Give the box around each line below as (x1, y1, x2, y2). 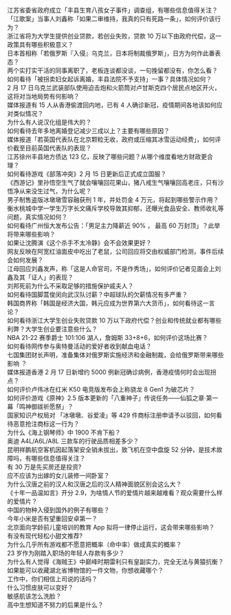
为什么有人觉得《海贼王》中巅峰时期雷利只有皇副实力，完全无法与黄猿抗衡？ (7, 558, 224, 565)
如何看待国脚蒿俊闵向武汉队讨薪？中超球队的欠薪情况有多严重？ (7, 290, 188, 299)
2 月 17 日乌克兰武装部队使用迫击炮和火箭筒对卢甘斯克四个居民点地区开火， (7, 83, 221, 92)
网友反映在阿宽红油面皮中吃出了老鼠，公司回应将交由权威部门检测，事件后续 (7, 248, 224, 255)
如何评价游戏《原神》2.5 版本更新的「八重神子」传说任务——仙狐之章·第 (7, 394, 212, 402)
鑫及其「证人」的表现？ (7, 273, 74, 281)
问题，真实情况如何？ (7, 213, 67, 221)
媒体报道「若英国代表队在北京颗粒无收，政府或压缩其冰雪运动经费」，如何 (7, 135, 215, 143)
